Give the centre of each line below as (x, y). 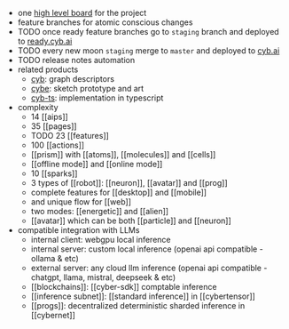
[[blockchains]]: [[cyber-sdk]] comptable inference (124, 287)
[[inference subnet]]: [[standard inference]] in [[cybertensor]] (143, 296)
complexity (38, 107)
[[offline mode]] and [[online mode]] (97, 164)
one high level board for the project (82, 13)
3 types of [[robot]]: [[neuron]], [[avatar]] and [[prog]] (129, 183)
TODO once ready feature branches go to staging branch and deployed (148, 32)
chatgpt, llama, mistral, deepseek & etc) (103, 277)
